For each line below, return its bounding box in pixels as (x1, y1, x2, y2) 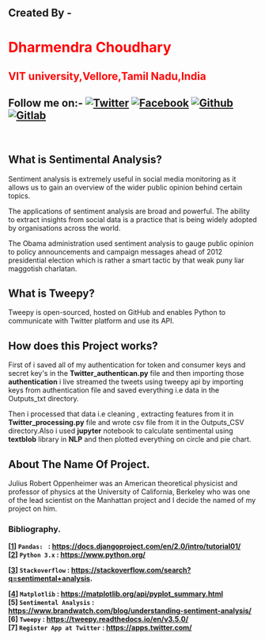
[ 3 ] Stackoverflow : (8, 565, 70, 575)
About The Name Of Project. (8, 458, 150, 471)
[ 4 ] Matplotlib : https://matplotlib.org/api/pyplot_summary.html (8, 589, 224, 599)
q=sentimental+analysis (8, 574, 91, 584)
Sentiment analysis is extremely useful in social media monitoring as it (8, 174, 237, 183)
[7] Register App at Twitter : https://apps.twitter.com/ (8, 623, 192, 633)
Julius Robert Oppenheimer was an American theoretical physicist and (8, 479, 238, 489)
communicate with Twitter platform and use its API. (8, 316, 175, 326)
